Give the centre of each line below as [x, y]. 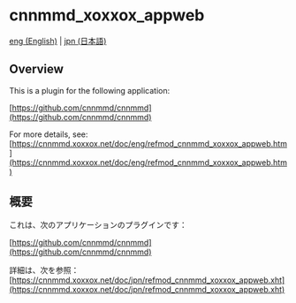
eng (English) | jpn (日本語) [58, 41]
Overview [37, 69]
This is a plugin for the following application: [90, 90]
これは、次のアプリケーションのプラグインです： [98, 224]
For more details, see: [49, 134]
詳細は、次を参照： [44, 269]
